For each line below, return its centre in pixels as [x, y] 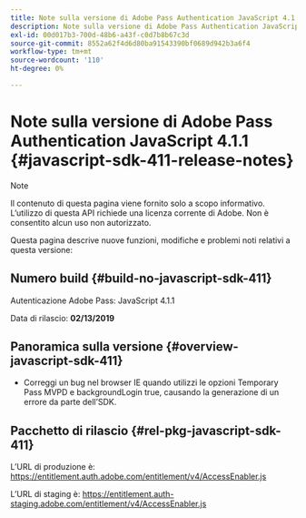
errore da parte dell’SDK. [70, 402]
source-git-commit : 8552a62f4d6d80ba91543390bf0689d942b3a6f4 [130, 43]
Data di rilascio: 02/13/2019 [63, 318]
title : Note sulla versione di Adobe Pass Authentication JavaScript [145, 18]
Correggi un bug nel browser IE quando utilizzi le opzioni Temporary [151, 382]
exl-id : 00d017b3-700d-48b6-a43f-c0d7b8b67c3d [100, 35]
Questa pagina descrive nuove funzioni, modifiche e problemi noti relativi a [150, 240]
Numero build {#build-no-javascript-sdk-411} [141, 279]
